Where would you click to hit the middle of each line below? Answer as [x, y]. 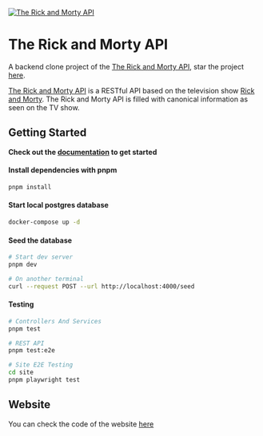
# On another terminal [46, 279]
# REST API [26, 343]
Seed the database [40, 240]
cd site [21, 373]
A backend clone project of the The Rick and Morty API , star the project [126, 66]
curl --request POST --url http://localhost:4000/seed [102, 286]
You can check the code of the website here [81, 424]
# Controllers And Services [55, 321]
